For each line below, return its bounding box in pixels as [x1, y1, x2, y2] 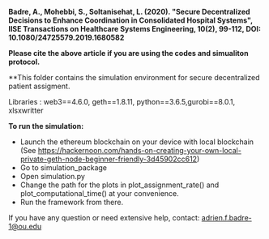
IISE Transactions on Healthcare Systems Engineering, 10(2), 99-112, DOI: [8, 24, 262, 33]
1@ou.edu [8, 222, 42, 231]
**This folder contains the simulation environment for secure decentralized [8, 73, 261, 82]
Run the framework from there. [19, 198, 124, 207]
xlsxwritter [8, 105, 44, 115]
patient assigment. [8, 81, 70, 91]
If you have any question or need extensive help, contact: [8, 213, 200, 222]
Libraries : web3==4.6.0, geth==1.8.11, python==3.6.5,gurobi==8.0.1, [8, 97, 236, 106]
